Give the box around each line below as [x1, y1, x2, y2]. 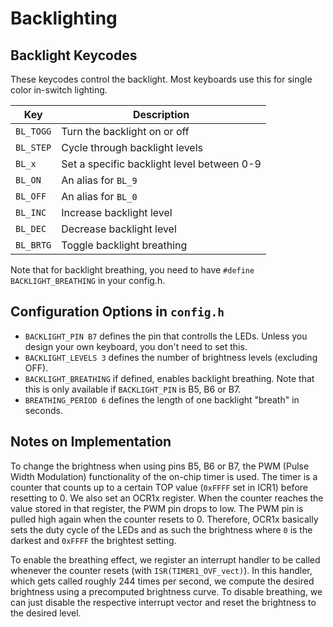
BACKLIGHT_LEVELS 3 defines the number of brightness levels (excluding [24, 351, 318, 363]
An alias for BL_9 [61, 173, 138, 187]
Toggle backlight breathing [61, 238, 188, 252]
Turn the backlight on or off [61, 125, 190, 138]
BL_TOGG [15, 126, 52, 137]
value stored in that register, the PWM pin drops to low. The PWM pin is [10, 502, 304, 514]
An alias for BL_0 [61, 190, 138, 203]
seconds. [24, 404, 64, 416]
